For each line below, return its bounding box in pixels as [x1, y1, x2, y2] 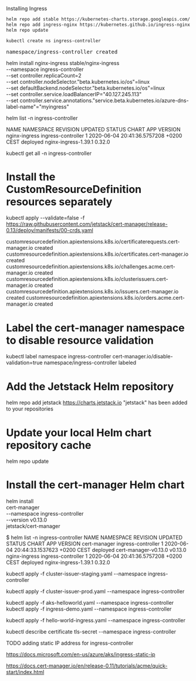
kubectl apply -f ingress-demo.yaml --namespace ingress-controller [6, 605, 172, 612]
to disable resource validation [6, 334, 154, 347]
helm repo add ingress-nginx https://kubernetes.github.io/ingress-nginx [6, 22, 191, 28]
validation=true [6, 359, 43, 366]
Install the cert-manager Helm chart [6, 478, 185, 492]
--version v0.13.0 [6, 516, 47, 524]
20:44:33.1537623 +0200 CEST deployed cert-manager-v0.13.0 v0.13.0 [13, 547, 187, 554]
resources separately [6, 195, 113, 208]
